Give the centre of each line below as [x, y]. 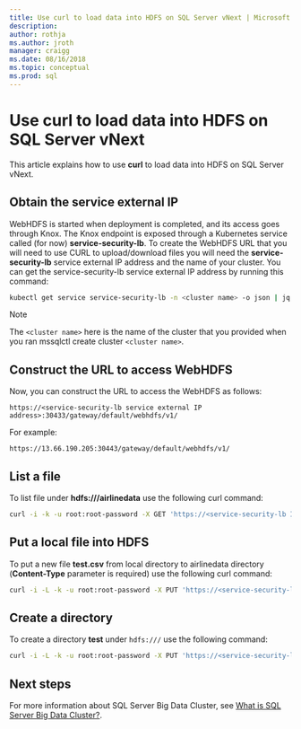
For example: [34, 433]
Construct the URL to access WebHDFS [121, 369]
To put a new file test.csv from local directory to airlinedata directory [137, 564]
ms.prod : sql [34, 76]
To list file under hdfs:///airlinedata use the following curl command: [137, 498]
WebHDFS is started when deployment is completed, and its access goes [145, 224]
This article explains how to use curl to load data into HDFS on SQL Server [147, 164]
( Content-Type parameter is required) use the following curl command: [141, 573]
